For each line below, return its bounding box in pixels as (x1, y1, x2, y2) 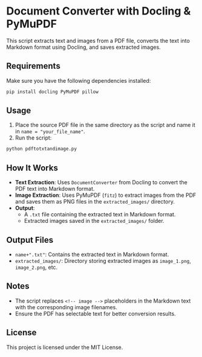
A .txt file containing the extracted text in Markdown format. (24, 211, 176, 218)
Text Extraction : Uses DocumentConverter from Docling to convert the (15, 179, 187, 186)
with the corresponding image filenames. (15, 303, 118, 310)
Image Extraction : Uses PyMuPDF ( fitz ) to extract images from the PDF (15, 191, 197, 199)
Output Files (6, 234, 53, 245)
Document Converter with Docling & (6, 4, 191, 18)
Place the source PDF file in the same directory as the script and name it (15, 121, 195, 129)
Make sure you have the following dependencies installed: (6, 77, 151, 84)
